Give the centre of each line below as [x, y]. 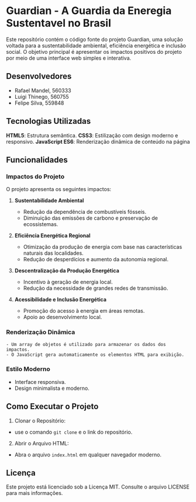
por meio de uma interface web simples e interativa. [69, 58]
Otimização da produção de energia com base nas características [103, 247]
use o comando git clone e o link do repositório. [73, 432]
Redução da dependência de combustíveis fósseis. [85, 212]
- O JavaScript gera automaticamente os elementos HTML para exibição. [95, 355]
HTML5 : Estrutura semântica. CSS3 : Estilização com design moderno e [92, 135]
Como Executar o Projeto [52, 406]
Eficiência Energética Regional [52, 236]
